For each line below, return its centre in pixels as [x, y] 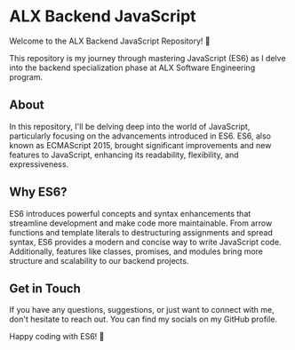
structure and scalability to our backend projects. [99, 260]
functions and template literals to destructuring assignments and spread [141, 232]
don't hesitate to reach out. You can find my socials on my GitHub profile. [144, 319]
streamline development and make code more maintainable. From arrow [141, 223]
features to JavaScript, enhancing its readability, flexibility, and [124, 155]
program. [26, 76]
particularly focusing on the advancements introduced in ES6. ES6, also [140, 136]
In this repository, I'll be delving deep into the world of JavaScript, [130, 126]
